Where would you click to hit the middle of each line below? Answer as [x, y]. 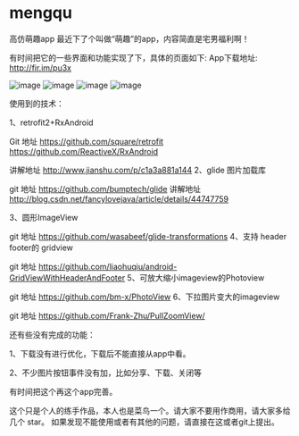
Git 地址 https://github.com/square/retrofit [86, 141]
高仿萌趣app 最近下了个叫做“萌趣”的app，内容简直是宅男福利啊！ [129, 38]
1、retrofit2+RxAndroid [51, 122]
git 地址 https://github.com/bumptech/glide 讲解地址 [105, 189]
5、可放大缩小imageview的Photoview [196, 277]
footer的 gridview [42, 247]
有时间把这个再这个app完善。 [63, 391]
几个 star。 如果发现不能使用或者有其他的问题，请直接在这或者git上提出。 [144, 422]
